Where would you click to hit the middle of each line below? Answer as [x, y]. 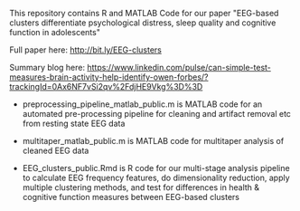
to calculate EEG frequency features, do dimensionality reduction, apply [156, 177]
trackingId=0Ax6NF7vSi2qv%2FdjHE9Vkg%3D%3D [106, 86]
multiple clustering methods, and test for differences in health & [141, 187]
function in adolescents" [55, 32]
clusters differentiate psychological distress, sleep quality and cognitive [143, 23]
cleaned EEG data [56, 150]
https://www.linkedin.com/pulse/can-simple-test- [179, 67]
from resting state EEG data [74, 123]
